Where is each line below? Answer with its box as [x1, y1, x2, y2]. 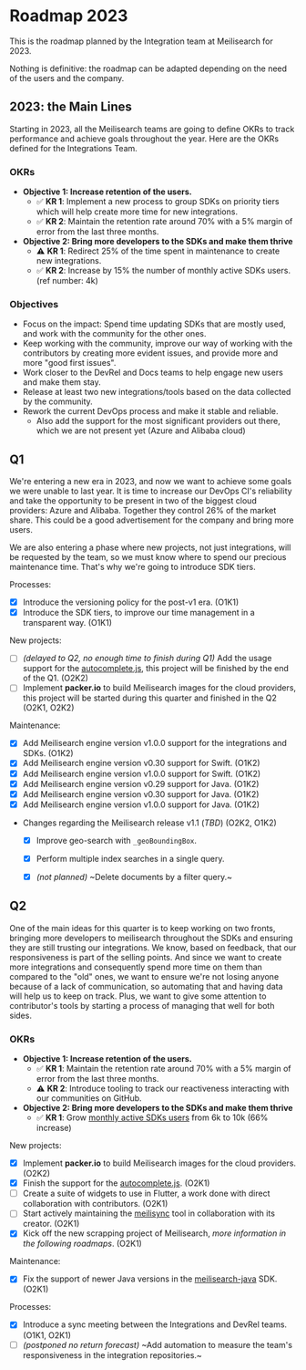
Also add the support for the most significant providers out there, [36, 416, 280, 427]
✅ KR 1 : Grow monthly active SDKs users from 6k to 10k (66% [36, 1112, 269, 1123]
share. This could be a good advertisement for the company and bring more [9, 514, 294, 525]
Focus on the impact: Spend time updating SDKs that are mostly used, [22, 318, 287, 329]
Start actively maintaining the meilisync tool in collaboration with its [22, 1208, 276, 1219]
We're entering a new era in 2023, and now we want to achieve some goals [9, 476, 292, 487]
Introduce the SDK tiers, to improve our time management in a [22, 607, 255, 618]
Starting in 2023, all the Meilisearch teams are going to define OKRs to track [9, 123, 295, 134]
